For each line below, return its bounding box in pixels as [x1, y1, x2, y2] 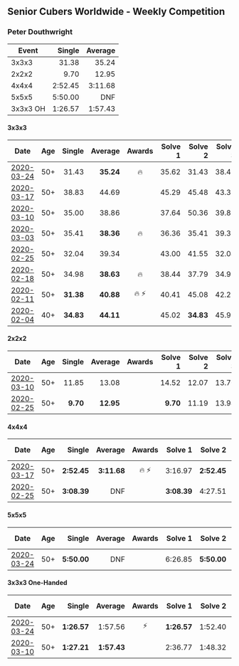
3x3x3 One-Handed [7, 578, 68, 587]
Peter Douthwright [7, 27, 73, 37]
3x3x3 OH [11, 103, 46, 113]
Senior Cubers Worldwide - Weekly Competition [7, 6, 225, 18]
